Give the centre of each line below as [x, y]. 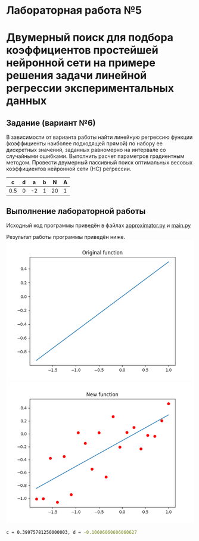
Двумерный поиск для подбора [90, 38]
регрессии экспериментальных [90, 88]
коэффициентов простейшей [83, 50]
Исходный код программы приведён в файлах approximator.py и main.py [99, 226]
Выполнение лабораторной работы [76, 211]
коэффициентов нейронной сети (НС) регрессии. [69, 169]
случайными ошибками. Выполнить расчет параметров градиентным [95, 156]
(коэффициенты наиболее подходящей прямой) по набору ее [84, 144]
